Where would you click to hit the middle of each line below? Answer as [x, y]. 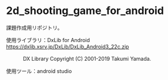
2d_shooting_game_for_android [85, 11]
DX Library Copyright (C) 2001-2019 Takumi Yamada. [87, 58]
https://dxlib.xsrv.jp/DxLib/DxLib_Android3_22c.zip [68, 46]
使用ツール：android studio [39, 71]
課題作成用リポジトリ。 [34, 27]
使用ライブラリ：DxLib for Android [48, 40]
